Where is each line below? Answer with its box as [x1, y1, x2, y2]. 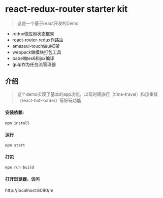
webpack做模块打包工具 [12, 49, 62, 55]
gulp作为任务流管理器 [12, 61, 56, 67]
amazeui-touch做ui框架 [12, 43, 60, 49]
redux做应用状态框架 [12, 30, 55, 36]
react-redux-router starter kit [5, 3, 128, 15]
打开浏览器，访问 [5, 176, 40, 182]
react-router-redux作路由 [12, 37, 64, 43]
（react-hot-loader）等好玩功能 [17, 97, 81, 103]
